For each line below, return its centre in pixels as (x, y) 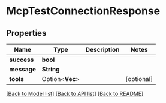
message (22, 69)
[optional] (139, 79)
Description (102, 50)
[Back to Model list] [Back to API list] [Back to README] (75, 94)
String (51, 69)
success (22, 60)
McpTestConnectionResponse (83, 11)
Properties (26, 33)
